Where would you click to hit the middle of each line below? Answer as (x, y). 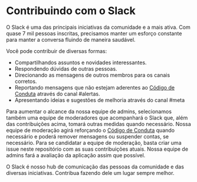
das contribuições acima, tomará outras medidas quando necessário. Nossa (99, 124)
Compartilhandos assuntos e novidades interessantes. (81, 62)
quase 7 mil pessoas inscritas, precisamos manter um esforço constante (94, 33)
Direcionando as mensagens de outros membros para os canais (92, 75)
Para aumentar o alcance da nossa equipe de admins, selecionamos (89, 111)
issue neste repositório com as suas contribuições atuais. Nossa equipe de (97, 149)
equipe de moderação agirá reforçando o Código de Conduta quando (91, 130)
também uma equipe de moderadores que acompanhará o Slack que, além (97, 118)
